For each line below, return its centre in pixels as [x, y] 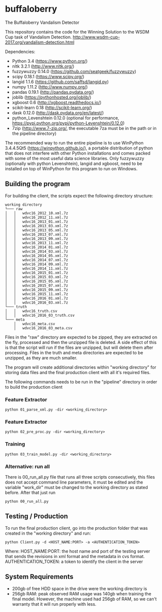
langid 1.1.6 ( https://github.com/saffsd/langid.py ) [60, 82]
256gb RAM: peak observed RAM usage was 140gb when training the [81, 594]
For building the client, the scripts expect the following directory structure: [79, 196]
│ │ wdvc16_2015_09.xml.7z [37, 290]
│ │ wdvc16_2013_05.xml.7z [37, 230]
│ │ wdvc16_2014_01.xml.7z [37, 247]
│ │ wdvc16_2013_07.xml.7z [37, 234]
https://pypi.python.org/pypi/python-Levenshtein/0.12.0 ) [68, 123]
